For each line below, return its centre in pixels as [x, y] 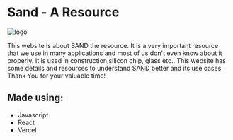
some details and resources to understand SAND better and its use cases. [115, 68]
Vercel [27, 130]
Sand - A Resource [63, 12]
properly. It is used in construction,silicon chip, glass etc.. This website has [117, 60]
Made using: [35, 98]
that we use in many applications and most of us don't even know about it [115, 53]
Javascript [33, 115]
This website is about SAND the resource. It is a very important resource [113, 45]
